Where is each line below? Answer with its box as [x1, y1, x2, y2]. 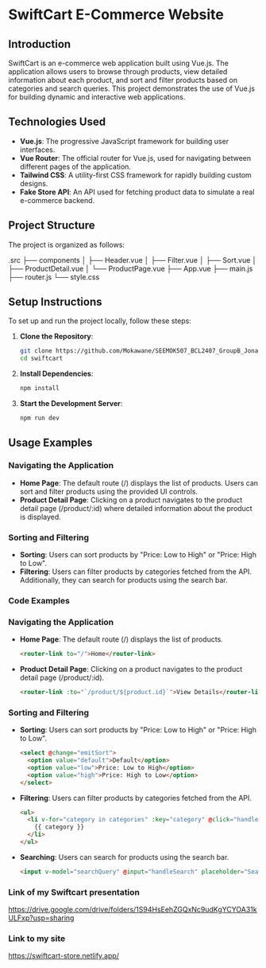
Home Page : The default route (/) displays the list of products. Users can [19, 478, 259, 487]
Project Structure [8, 219, 95, 232]
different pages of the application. [19, 162, 131, 171]
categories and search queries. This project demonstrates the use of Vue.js [8, 84, 256, 93]
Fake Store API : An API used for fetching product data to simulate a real [19, 187, 255, 197]
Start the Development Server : [19, 399, 123, 408]
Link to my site [8, 933, 66, 944]
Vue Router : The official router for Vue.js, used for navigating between [19, 153, 252, 162]
